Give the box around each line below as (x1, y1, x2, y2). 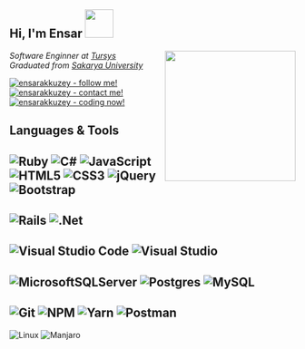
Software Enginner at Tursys (9, 50, 116, 61)
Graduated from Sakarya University (9, 60, 143, 71)
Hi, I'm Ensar (9, 26, 84, 42)
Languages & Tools (9, 123, 120, 139)
